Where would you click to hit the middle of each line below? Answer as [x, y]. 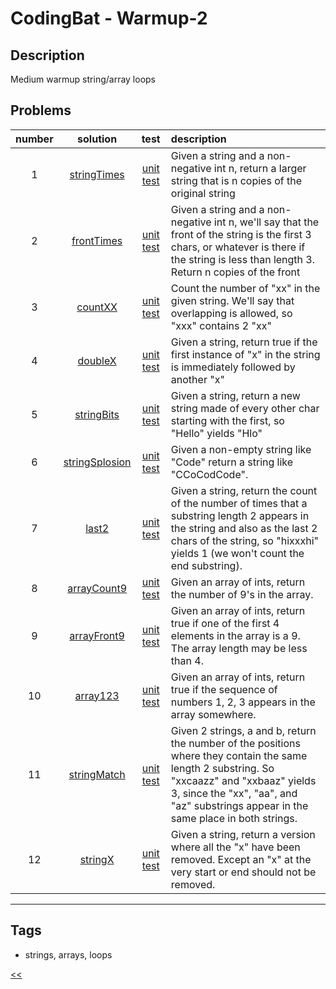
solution [97, 139]
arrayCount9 [97, 588]
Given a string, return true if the [244, 342]
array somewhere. [213, 714]
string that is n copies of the [236, 180]
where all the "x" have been [235, 847]
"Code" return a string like [232, 462]
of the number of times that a [239, 503]
